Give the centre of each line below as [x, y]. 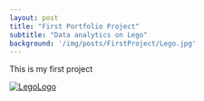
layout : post [34, 18]
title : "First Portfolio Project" [75, 26]
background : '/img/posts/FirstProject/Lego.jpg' [103, 43]
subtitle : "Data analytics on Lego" [78, 35]
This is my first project [51, 69]
